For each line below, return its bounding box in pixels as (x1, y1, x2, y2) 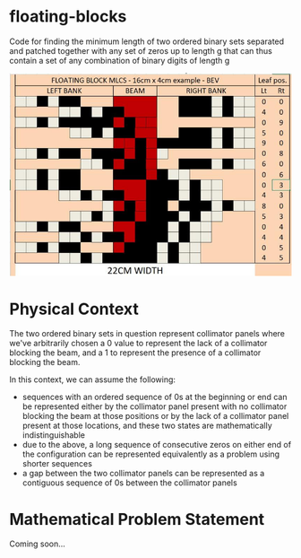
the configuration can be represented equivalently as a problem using (21, 449, 280, 459)
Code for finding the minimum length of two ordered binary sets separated (9, 36, 285, 47)
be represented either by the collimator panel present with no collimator (21, 401, 288, 412)
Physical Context (9, 299, 139, 319)
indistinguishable (21, 430, 85, 440)
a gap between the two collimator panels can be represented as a (21, 468, 265, 479)
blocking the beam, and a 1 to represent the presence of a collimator (9, 347, 262, 358)
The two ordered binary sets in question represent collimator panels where (9, 328, 285, 339)
